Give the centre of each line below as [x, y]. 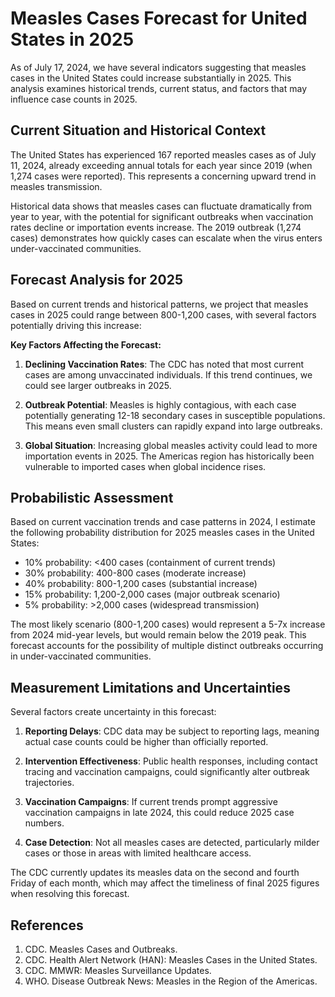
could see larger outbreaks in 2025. [98, 385]
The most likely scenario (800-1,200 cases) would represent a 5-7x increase [168, 624]
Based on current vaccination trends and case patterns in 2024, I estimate [163, 522]
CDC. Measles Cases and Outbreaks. [101, 949]
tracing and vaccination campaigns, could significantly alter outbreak [167, 772]
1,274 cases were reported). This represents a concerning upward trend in [163, 176]
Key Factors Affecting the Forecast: [86, 344]
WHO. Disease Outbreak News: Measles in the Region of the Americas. [171, 981]
